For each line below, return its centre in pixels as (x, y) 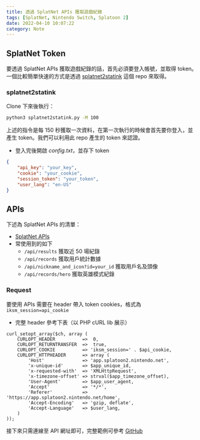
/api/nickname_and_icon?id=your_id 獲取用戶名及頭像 (91, 267)
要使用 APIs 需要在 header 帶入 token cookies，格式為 (74, 304)
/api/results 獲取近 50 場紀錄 (62, 252)
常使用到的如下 (34, 244)
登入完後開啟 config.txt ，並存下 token (62, 151)
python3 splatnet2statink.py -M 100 (52, 118)
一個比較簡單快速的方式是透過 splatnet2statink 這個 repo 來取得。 (88, 76)
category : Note (25, 29)
